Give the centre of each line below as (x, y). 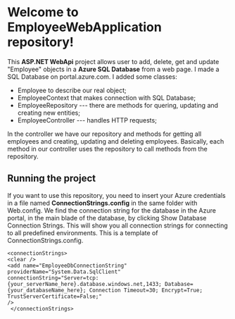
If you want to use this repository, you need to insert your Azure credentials (117, 195)
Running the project (52, 179)
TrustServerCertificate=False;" (55, 296)
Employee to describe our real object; (72, 90)
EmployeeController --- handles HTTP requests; (87, 120)
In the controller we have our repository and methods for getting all (104, 134)
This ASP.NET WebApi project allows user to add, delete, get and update (113, 61)
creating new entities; (49, 113)
